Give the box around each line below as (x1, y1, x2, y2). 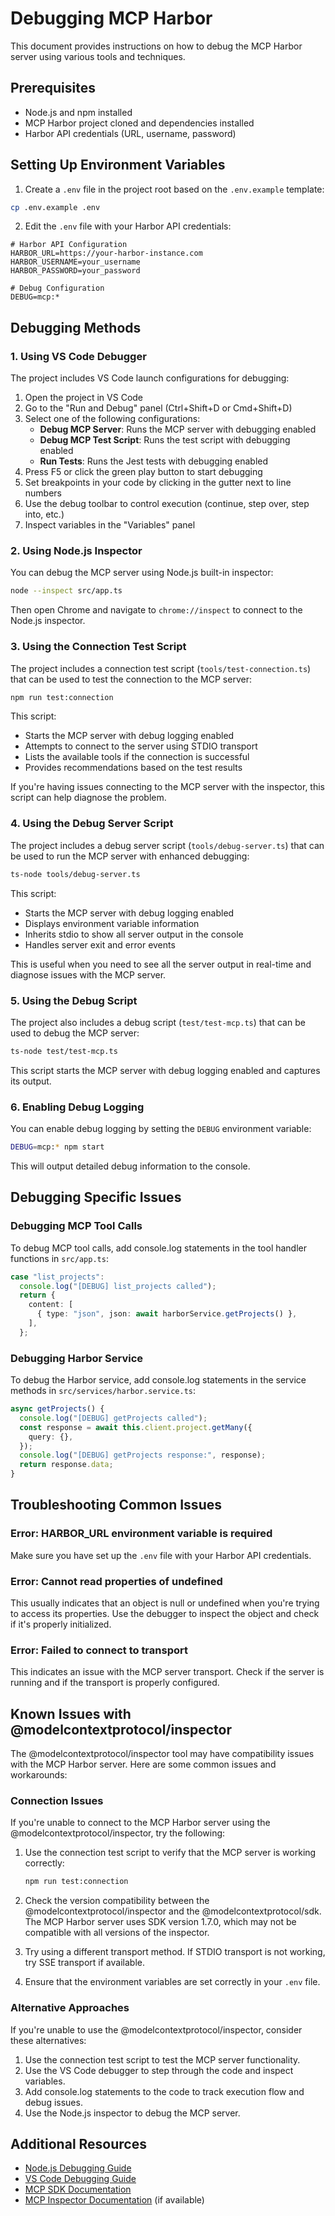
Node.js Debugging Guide (24, 2162, 132, 2174)
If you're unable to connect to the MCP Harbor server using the (10, 1817, 271, 1829)
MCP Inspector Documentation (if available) (24, 2194, 205, 2206)
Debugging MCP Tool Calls (10, 1219, 143, 1233)
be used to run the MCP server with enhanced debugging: (10, 850, 250, 862)
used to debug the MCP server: (10, 1027, 140, 1039)
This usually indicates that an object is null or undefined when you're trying (10, 1597, 320, 1609)
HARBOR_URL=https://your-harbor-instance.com (10, 248, 203, 259)
